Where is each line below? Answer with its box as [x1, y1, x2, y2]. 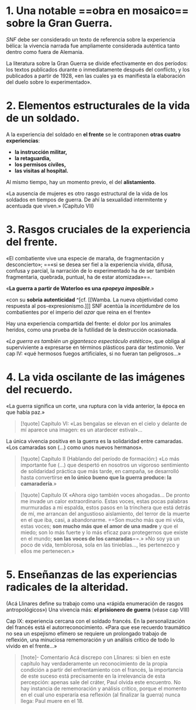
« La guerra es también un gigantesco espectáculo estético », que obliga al [6, 337, 185, 344]
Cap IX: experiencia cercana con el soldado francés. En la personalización [6, 617, 185, 624]
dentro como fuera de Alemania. [6, 48, 84, 55]
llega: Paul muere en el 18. [20, 697, 84, 704]
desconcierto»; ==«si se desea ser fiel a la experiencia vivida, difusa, [6, 261, 174, 268]
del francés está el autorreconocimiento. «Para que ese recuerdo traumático [6, 623, 191, 631]
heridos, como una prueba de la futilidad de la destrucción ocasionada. [6, 326, 178, 333]
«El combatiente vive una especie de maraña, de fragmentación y [6, 254, 164, 261]
